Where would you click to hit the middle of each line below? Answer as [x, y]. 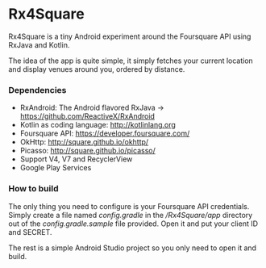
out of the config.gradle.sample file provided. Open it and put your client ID [133, 224]
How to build [33, 189]
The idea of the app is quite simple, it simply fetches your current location [131, 61]
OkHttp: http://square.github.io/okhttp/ [84, 142]
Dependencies [37, 90]
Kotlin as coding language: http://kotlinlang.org [98, 125]
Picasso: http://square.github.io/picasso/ [87, 151]
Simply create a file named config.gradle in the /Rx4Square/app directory [131, 215]
